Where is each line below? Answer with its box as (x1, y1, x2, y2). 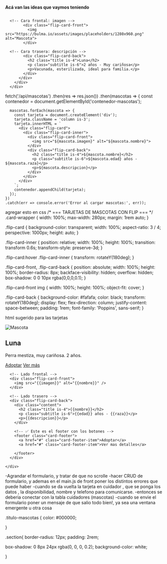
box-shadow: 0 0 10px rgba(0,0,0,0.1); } (5, 275, 86, 281)
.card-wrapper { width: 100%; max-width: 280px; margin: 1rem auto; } (5, 214, 149, 220)
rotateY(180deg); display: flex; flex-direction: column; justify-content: (5, 300, 147, 305)
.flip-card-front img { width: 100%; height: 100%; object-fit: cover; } (5, 285, 144, 290)
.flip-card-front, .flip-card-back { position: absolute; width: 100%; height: (5, 264, 155, 270)
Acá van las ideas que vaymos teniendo (5, 5, 89, 10)
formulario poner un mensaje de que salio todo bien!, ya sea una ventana (5, 499, 156, 505)
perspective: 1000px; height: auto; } (5, 230, 79, 236)
